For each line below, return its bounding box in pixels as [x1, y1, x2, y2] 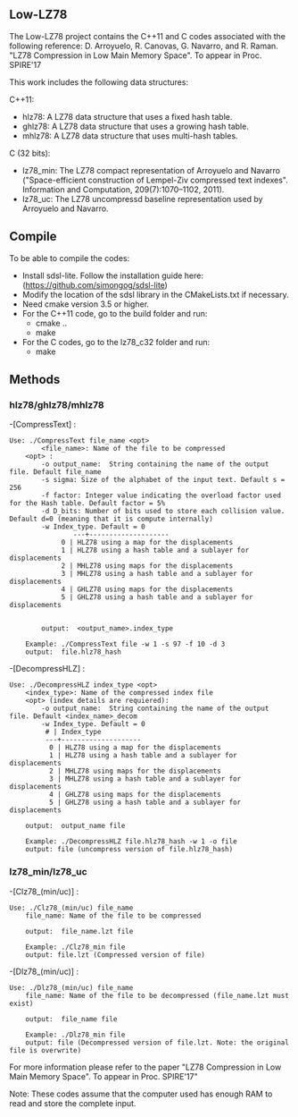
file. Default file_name [9, 468, 102, 477]
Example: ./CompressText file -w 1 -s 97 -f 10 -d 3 [25, 639, 226, 649]
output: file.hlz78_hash [25, 647, 122, 656]
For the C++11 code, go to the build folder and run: [21, 308, 208, 318]
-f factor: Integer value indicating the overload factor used [41, 491, 281, 500]
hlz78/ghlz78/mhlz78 [9, 398, 104, 410]
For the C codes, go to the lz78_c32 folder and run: [21, 336, 211, 347]
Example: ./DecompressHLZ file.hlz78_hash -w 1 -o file [25, 837, 238, 846]
